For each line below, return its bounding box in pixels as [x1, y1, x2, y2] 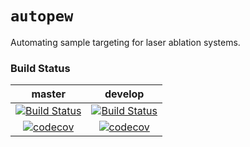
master [31, 87, 67, 101]
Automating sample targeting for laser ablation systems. [10, 36, 241, 48]
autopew [10, 7, 74, 26]
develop [104, 87, 145, 101]
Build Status [10, 61, 71, 75]
